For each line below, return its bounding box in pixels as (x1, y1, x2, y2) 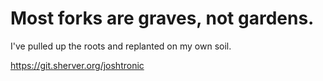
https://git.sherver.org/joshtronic (10, 59, 145, 71)
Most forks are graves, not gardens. (10, 7, 315, 30)
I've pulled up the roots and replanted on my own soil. (10, 40, 232, 52)
